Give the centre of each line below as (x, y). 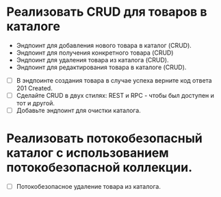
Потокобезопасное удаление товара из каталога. (89, 187)
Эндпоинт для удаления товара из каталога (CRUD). (92, 60)
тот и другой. (36, 103)
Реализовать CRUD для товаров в (107, 12)
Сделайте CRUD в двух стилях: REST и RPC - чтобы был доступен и (115, 95)
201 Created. (34, 88)
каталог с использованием (88, 153)
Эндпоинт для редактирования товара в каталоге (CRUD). (101, 67)
